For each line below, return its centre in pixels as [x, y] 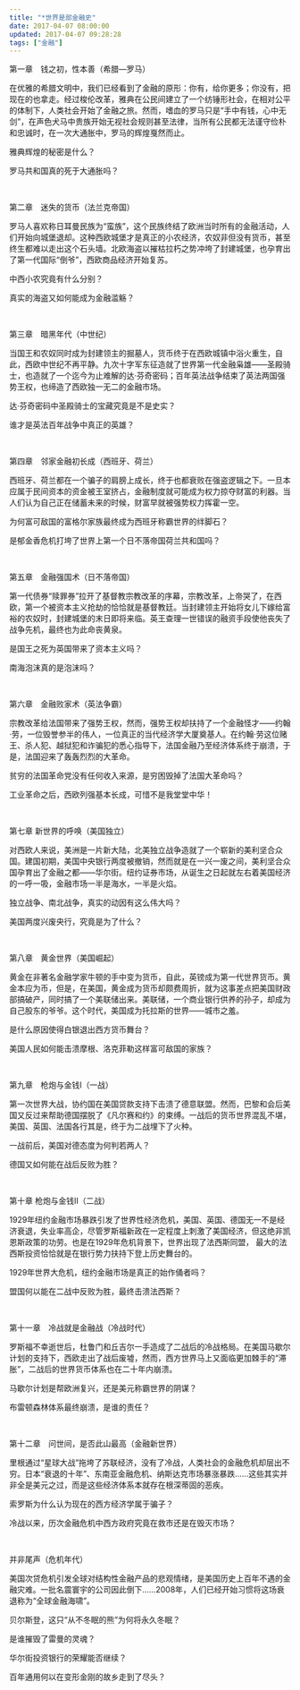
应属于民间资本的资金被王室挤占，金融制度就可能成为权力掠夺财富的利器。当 [150, 491]
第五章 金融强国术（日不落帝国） [72, 577]
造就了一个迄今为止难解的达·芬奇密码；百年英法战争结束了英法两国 [155, 376]
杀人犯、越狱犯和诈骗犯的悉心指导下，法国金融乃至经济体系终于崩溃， [154, 746]
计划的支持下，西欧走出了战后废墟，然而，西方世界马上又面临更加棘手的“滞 [148, 1358]
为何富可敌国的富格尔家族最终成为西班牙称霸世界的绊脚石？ [119, 522]
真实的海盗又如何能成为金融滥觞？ [72, 298]
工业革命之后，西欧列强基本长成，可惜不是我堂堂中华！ [111, 795]
